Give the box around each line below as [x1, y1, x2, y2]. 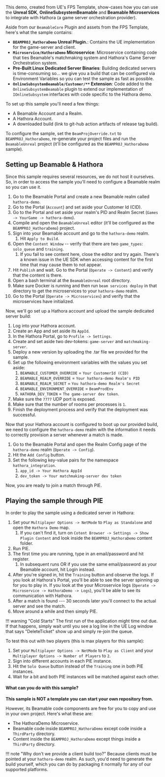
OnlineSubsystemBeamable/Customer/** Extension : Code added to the [12, 81, 152, 87]
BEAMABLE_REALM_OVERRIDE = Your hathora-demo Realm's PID [20, 375, 140, 381]
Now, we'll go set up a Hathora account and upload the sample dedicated [5, 308, 154, 314]
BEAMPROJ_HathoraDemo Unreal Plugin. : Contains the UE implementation [12, 39, 155, 45]
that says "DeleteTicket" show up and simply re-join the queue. [5, 628, 134, 634]
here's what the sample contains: [5, 30, 73, 35]
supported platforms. [5, 766, 49, 772]
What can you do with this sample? [5, 685, 79, 691]
